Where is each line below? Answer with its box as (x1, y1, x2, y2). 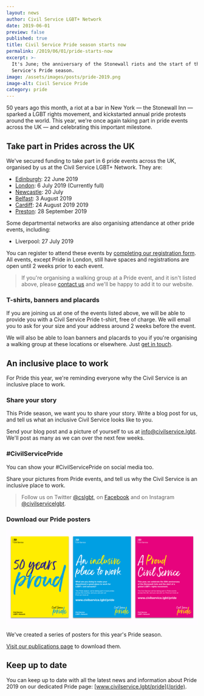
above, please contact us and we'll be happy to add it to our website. (21, 280, 194, 288)
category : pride (6, 87, 47, 93)
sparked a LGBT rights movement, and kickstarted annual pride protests (6, 111, 186, 118)
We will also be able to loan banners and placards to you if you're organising (6, 334, 197, 341)
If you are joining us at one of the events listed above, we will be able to (6, 310, 185, 317)
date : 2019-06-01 (6, 22, 50, 29)
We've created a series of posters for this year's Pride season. (6, 630, 163, 638)
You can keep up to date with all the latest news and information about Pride (6, 676, 197, 683)
